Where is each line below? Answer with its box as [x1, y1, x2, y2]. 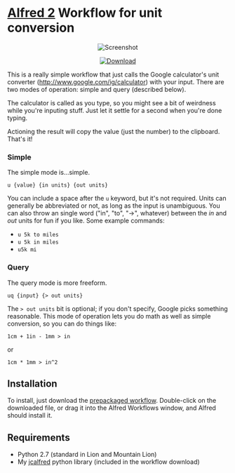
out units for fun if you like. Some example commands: [7, 216, 165, 225]
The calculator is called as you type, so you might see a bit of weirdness [7, 98, 216, 107]
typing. [7, 114, 28, 122]
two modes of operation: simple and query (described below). [7, 85, 187, 93]
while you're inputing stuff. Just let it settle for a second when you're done [7, 106, 222, 114]
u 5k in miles [17, 239, 59, 246]
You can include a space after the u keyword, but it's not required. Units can [7, 194, 227, 203]
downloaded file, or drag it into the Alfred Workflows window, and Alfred [7, 404, 216, 412]
